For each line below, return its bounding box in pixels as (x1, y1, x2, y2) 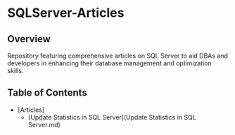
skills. (7, 67, 24, 75)
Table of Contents (7, 86, 88, 99)
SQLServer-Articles (7, 5, 125, 21)
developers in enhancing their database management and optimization (7, 59, 212, 67)
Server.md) (27, 120, 61, 129)
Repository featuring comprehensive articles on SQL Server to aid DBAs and (7, 51, 229, 60)
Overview (7, 33, 51, 45)
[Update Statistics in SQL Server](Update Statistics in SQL (27, 112, 197, 121)
